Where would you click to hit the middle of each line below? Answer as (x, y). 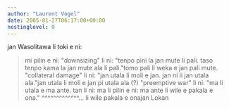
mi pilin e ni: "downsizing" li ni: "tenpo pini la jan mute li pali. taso (119, 60)
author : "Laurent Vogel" (44, 14)
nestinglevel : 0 (31, 27)
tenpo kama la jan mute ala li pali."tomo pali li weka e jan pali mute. (121, 68)
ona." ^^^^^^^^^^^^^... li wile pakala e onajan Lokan (97, 98)
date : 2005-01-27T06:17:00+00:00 (56, 20)
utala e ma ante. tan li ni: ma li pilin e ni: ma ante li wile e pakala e (119, 90)
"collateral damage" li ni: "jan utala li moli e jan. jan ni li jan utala (117, 75)
